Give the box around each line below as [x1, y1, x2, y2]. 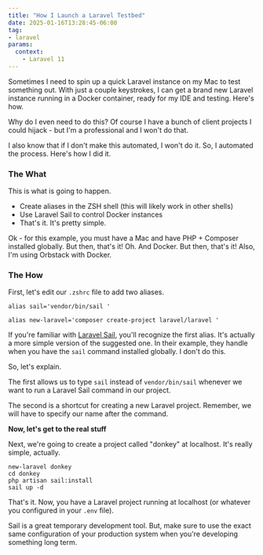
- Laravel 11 [22, 56, 65, 64]
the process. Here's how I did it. [8, 148, 111, 158]
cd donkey [8, 470, 41, 478]
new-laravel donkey [8, 463, 72, 471]
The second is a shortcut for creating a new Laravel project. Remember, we [8, 401, 252, 411]
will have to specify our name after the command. [8, 409, 169, 418]
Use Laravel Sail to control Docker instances [19, 210, 163, 220]
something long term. [8, 538, 78, 547]
